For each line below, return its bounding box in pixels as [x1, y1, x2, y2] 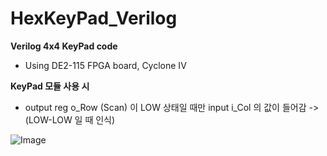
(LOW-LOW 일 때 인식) [24, 113, 116, 126]
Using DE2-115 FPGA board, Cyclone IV [24, 59, 187, 71]
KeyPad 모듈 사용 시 [10, 80, 90, 92]
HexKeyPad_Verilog [10, 7, 178, 30]
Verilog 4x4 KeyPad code [10, 40, 118, 52]
